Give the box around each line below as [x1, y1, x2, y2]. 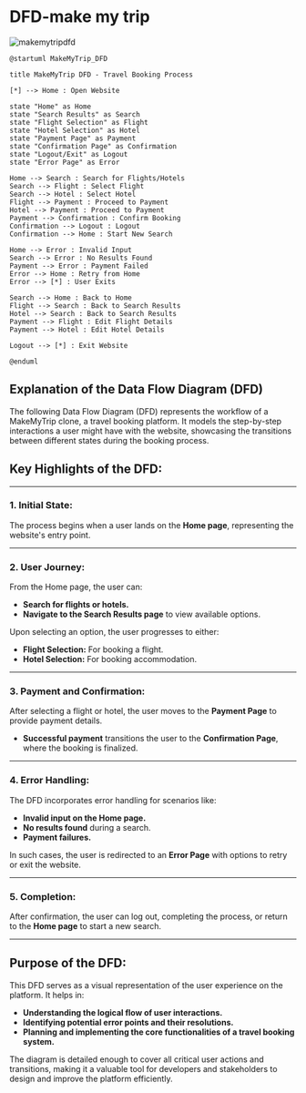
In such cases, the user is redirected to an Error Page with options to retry [9, 849, 288, 860]
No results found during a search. [22, 822, 151, 833]
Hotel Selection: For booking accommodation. [22, 654, 198, 665]
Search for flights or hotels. [22, 599, 129, 610]
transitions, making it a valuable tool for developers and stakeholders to [9, 1063, 278, 1074]
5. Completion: [9, 890, 76, 903]
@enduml [9, 357, 39, 366]
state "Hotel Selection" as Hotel [9, 126, 141, 135]
